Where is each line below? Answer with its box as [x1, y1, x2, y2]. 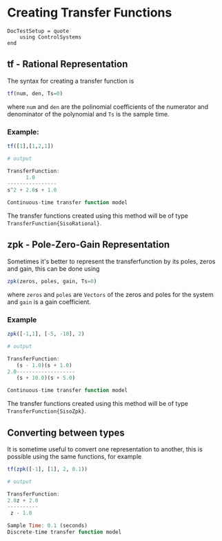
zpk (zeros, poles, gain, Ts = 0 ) [7, 278, 97, 285]
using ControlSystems [19, 33, 81, 41]
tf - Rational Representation [7, 59, 128, 70]
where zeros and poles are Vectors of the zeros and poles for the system [7, 290, 214, 298]
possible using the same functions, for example [7, 452, 142, 460]
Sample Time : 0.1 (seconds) [7, 522, 88, 529]
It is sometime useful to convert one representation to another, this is [7, 445, 203, 453]
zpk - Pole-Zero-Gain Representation [7, 239, 170, 251]
